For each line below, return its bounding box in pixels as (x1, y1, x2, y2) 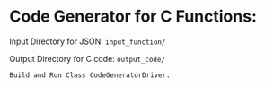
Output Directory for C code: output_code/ (9, 53, 166, 64)
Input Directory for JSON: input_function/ (9, 36, 166, 47)
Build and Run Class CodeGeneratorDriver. (9, 70, 171, 80)
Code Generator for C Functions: (9, 6, 258, 27)
